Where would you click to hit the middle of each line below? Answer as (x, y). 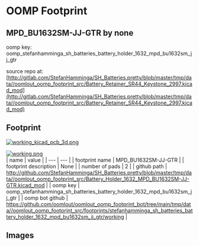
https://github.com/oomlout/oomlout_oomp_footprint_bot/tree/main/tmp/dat (99, 204)
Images (20, 236)
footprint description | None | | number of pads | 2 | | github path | (87, 166)
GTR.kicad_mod (25, 185)
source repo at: (25, 71)
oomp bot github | (46, 198)
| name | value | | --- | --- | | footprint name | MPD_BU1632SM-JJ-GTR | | (95, 160)
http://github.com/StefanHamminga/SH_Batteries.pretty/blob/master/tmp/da (99, 172)
